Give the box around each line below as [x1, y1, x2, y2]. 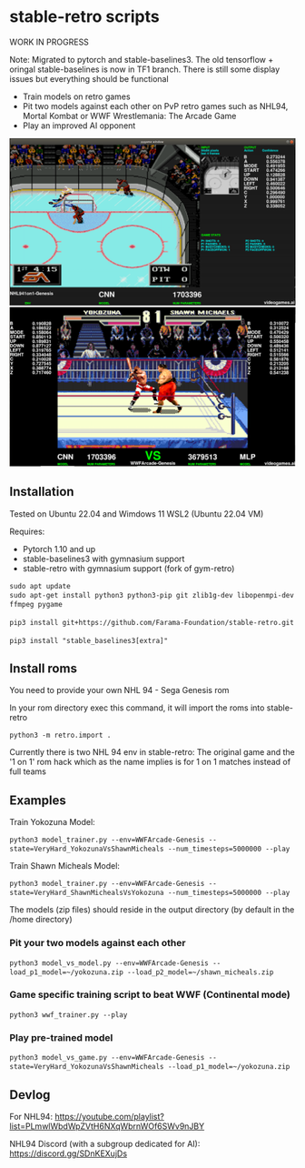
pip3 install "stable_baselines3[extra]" [9, 636, 169, 645]
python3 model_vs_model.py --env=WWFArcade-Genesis [9, 958, 209, 968]
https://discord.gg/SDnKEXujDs [9, 1148, 128, 1159]
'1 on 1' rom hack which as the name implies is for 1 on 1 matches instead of [9, 757, 291, 768]
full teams [9, 766, 47, 777]
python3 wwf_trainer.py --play [9, 1010, 128, 1020]
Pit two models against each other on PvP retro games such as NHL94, [22, 100, 289, 111]
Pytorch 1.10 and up [22, 543, 96, 554]
